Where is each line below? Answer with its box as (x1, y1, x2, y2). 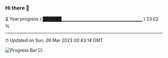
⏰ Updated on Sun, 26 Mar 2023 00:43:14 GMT (5, 37, 103, 44)
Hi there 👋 (5, 4, 30, 11)
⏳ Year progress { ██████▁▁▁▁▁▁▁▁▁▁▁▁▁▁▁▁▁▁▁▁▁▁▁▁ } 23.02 (5, 16, 158, 22)
